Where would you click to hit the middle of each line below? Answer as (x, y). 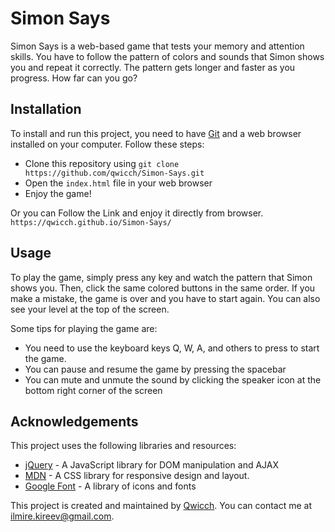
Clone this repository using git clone (102, 163)
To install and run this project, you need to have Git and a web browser (156, 133)
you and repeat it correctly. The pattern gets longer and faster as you (153, 67)
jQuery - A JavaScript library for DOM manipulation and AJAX (152, 465)
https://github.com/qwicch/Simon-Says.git (114, 173)
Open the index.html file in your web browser (118, 183)
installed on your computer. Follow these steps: (107, 144)
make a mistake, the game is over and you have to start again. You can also (165, 298)
